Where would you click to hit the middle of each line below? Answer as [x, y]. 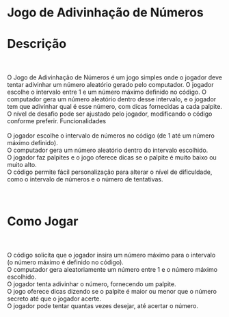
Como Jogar [43, 221]
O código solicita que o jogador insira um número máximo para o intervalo [111, 255]
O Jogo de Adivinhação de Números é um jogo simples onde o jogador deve [114, 77]
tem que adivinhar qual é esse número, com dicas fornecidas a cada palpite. [114, 107]
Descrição [37, 44]
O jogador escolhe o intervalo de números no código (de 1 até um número [111, 136]
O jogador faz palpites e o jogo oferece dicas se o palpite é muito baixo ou [112, 157]
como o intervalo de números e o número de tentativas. [85, 179]
